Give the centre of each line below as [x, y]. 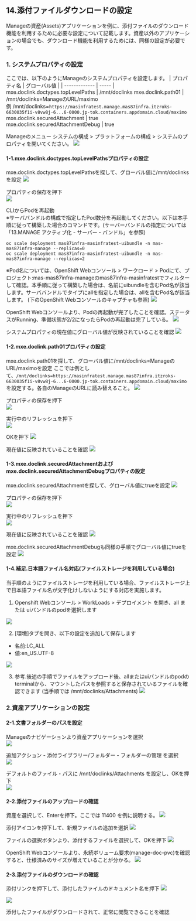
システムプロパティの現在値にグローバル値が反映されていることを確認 [90, 332]
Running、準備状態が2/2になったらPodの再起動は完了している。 [94, 320]
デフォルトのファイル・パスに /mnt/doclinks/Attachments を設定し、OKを [95, 774]
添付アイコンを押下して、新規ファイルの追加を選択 [67, 828]
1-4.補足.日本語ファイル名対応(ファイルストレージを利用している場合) [90, 569]
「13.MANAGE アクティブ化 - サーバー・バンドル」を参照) [76, 233]
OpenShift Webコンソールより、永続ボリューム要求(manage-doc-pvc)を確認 [98, 853]
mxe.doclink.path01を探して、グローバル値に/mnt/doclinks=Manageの [91, 361]
